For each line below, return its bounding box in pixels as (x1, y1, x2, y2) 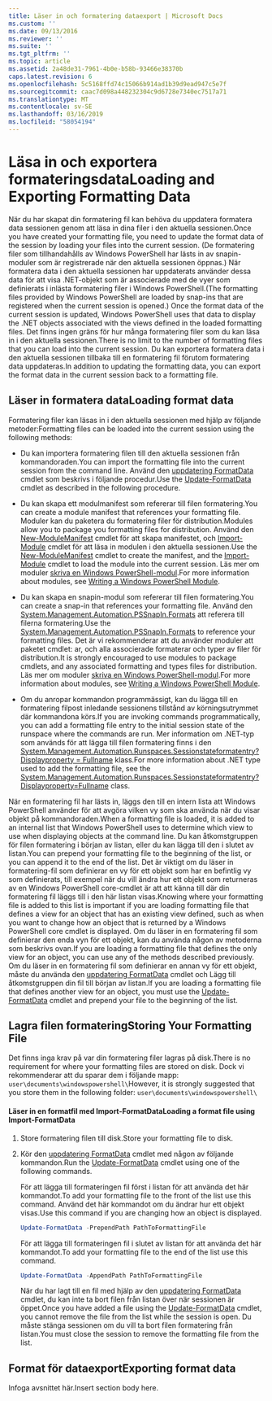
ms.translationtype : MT (8, 95, 89, 103)
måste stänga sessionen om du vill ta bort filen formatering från (19, 1320, 233, 1330)
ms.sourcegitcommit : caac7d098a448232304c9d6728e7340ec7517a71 (8, 87, 227, 96)
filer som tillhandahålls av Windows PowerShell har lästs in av (8, 249, 214, 259)
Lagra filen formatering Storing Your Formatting (8, 1019, 252, 1033)
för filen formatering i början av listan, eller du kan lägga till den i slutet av (8, 840, 254, 849)
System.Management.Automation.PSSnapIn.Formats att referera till (19, 609, 245, 619)
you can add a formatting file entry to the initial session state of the (19, 720, 245, 730)
